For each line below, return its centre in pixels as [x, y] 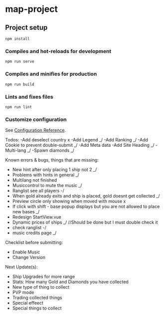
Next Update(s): [22, 267]
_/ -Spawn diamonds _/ [51, 150]
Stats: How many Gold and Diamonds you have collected [70, 282]
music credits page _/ [34, 233]
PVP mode [23, 292]
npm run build [20, 84]
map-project [32, 9]
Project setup [27, 28]
